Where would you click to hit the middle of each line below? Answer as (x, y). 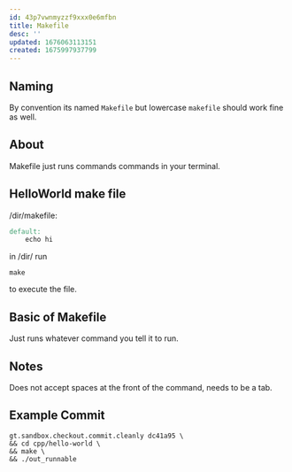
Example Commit (57, 416)
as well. (23, 117)
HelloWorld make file (68, 194)
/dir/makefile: (33, 215)
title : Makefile (39, 26)
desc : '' (25, 34)
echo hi (39, 240)
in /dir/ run (28, 257)
